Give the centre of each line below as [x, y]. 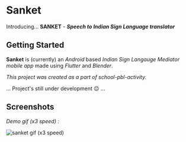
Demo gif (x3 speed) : [33, 121]
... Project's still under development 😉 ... [56, 88]
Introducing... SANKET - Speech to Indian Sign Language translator [91, 27]
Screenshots [30, 107]
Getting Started [35, 45]
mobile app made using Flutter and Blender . [60, 65]
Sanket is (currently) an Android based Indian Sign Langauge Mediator [93, 59]
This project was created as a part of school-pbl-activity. [76, 77]
